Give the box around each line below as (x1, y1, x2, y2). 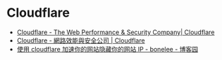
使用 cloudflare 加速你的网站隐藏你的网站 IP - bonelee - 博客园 (16, 45, 199, 53)
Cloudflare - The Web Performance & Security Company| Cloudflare (16, 28, 215, 36)
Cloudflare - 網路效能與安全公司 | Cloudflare (16, 36, 145, 45)
